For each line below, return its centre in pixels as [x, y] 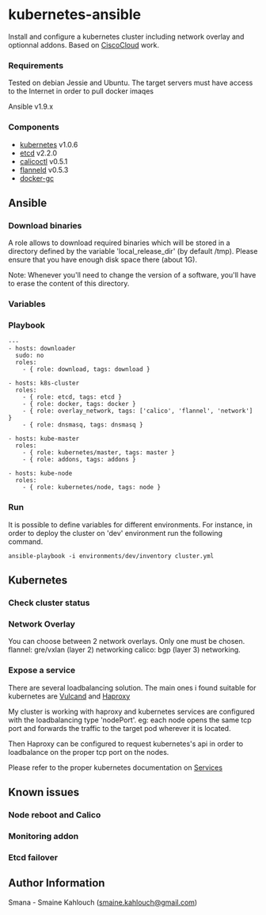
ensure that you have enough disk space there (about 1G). [103, 260]
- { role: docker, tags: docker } [79, 404]
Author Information [57, 883]
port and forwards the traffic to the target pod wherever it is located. [120, 728]
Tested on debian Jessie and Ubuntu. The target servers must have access [131, 83]
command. [26, 542]
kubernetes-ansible [75, 15]
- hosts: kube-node [40, 473]
